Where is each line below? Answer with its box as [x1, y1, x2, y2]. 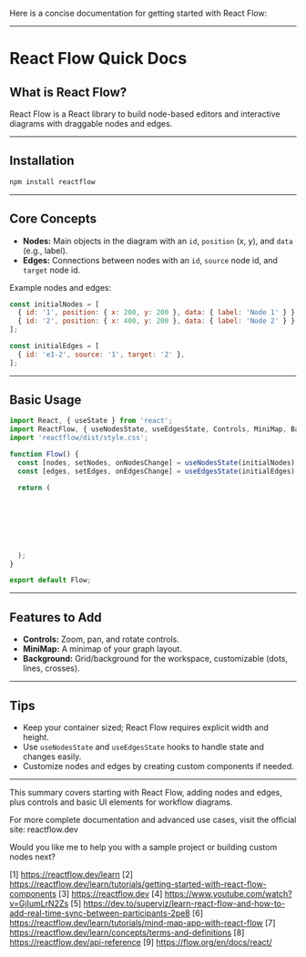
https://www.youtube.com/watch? [164, 888, 293, 899]
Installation [9, 153, 75, 169]
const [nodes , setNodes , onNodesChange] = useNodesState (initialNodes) [17, 458, 296, 468]
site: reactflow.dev [9, 824, 79, 835]
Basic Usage [9, 392, 82, 408]
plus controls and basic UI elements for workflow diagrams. [9, 797, 233, 808]
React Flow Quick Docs [9, 48, 188, 69]
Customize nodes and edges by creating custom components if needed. [22, 760, 294, 771]
